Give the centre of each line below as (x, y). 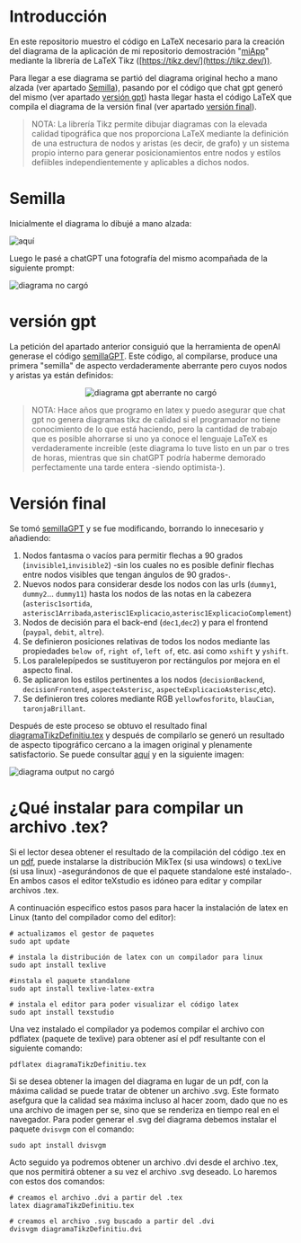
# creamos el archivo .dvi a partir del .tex (96, 1197)
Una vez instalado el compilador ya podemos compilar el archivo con (137, 1029)
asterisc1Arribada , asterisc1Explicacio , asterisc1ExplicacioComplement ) (157, 612)
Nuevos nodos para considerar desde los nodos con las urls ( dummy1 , (149, 584)
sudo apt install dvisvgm (58, 1145)
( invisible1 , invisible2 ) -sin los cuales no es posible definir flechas (148, 564)
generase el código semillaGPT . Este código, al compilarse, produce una (144, 356)
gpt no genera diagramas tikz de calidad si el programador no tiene (156, 419)
